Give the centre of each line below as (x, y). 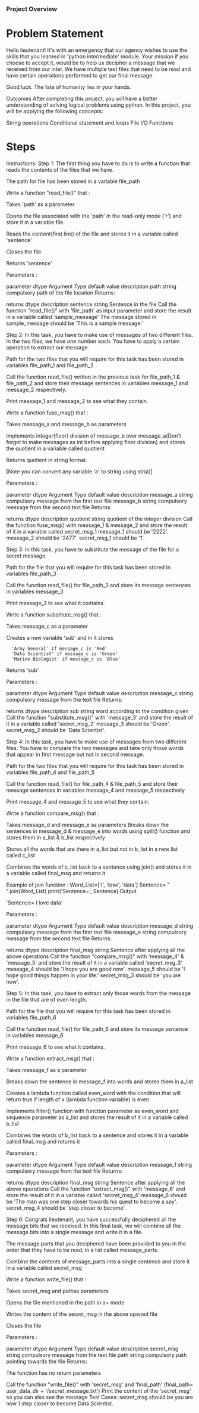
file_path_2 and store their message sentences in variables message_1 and (97, 383)
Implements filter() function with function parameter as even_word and (93, 1111)
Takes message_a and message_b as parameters (66, 424)
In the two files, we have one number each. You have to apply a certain (93, 341)
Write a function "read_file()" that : (48, 193)
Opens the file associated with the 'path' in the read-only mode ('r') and (94, 216)
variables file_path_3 (31, 574)
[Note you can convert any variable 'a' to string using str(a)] (80, 471)
